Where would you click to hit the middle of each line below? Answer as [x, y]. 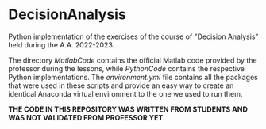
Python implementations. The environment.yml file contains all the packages [133, 77]
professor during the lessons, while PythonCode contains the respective [126, 68]
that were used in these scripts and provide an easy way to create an [121, 85]
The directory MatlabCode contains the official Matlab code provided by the [133, 60]
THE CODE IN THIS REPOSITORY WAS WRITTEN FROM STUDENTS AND [128, 109]
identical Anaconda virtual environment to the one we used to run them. [125, 93]
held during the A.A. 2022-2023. [62, 44]
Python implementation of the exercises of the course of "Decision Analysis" [133, 36]
